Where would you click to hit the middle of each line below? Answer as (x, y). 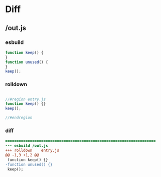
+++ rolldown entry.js (32, 151)
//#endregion (19, 118)
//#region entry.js (26, 99)
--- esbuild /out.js (27, 146)
